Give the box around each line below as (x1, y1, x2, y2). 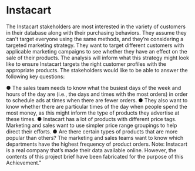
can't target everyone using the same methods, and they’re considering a (6, 35, 184, 42)
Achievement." (6, 159, 42, 166)
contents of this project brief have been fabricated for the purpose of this (6, 153, 184, 160)
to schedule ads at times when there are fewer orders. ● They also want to (6, 96, 188, 103)
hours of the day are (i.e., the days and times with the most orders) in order (6, 90, 188, 98)
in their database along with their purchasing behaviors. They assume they (6, 29, 187, 36)
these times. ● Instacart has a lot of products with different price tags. (6, 115, 177, 122)
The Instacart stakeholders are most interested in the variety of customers (6, 23, 186, 30)
